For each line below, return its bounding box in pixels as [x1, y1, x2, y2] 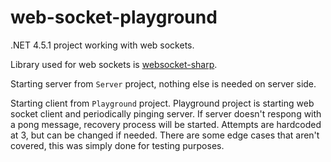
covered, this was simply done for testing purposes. [10, 139, 225, 151]
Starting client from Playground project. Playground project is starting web [10, 97, 315, 109]
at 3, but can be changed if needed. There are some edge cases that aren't [10, 129, 320, 141]
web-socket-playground [10, 6, 218, 29]
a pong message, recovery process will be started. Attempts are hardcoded [10, 118, 322, 130]
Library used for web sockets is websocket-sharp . [10, 58, 218, 70]
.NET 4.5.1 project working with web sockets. [10, 39, 195, 51]
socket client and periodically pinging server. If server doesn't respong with [10, 107, 322, 120]
